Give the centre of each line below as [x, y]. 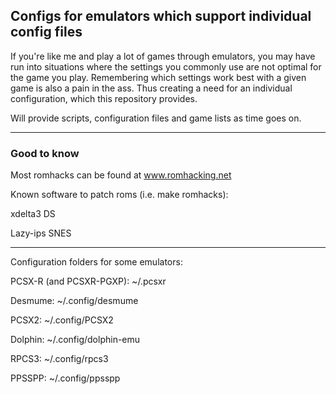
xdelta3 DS [33, 214]
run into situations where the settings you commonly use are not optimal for [166, 66]
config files [46, 32]
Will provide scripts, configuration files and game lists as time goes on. [156, 118]
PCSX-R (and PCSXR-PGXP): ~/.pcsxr [88, 281]
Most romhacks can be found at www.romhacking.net [121, 175]
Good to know [45, 153]
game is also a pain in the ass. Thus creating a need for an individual [151, 88]
